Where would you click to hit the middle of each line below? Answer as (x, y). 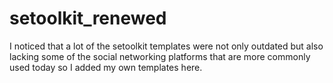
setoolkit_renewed (88, 18)
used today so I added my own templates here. (106, 67)
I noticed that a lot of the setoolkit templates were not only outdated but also (166, 46)
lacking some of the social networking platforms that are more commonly (160, 56)
